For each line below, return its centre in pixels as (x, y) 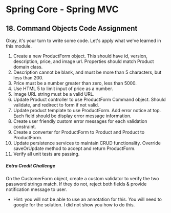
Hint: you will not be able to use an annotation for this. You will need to (87, 199)
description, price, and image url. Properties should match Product (83, 61)
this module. (19, 46)
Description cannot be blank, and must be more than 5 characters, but (87, 72)
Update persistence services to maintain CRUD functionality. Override (87, 143)
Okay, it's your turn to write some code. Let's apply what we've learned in (83, 40)
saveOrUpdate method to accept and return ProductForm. (74, 148)
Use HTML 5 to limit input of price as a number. (63, 89)
